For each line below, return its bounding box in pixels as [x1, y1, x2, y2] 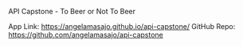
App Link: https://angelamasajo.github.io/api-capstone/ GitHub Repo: [8, 22, 236, 31]
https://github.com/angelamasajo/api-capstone [8, 31, 163, 39]
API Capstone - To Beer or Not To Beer [8, 7, 135, 16]
